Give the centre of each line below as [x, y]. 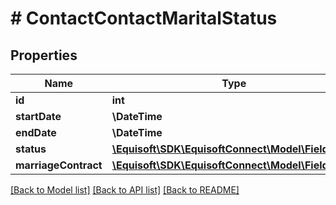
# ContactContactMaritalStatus [144, 18]
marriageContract [59, 165]
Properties [44, 55]
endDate [36, 132]
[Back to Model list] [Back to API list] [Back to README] [125, 190]
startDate [38, 116]
